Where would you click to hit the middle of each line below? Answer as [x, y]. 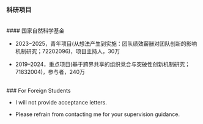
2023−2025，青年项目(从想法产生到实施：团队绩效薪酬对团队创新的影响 [106, 44]
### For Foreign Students [39, 91]
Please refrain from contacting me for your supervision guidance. [98, 114]
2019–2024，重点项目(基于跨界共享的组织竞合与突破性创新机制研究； [103, 64]
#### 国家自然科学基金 [35, 31]
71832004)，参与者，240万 [50, 72]
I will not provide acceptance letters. [61, 103]
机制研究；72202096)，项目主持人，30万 [68, 51]
